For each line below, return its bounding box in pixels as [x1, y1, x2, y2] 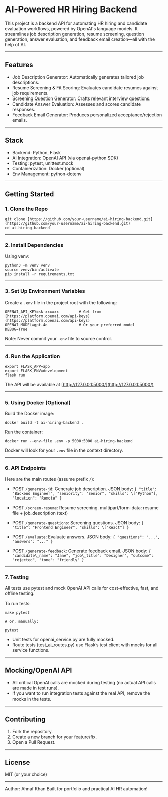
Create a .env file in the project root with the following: [5, 299, 117, 305]
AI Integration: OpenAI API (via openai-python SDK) [12, 155, 119, 161]
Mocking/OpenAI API [5, 666, 72, 675]
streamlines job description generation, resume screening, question [5, 31, 144, 37]
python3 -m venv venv [5, 263, 50, 268]
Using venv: [5, 253, 30, 259]
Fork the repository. [12, 728, 53, 734]
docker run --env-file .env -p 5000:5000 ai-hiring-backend [5, 439, 133, 444]
